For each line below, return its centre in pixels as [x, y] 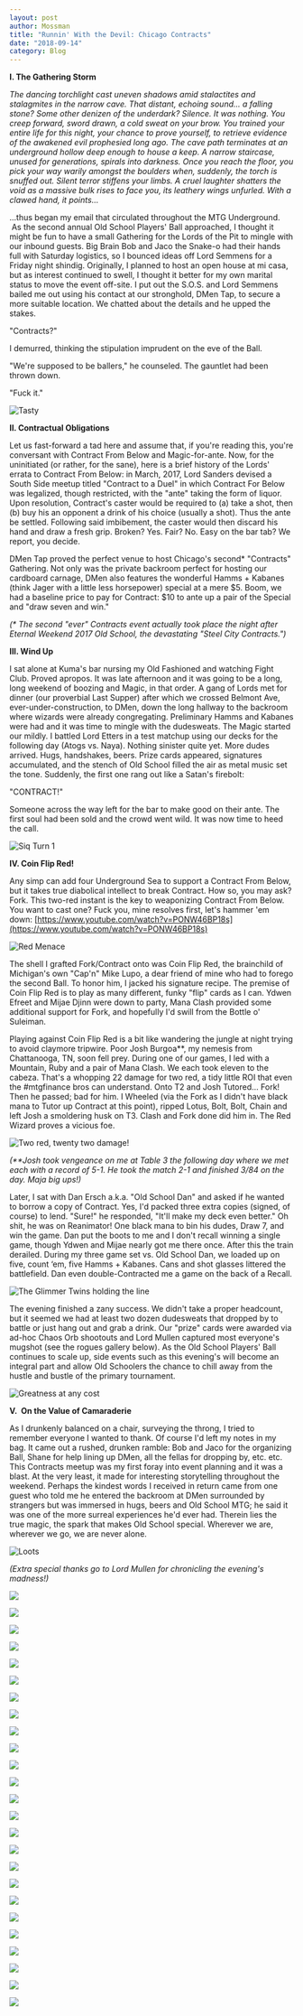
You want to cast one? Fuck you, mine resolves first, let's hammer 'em [140, 910]
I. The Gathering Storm [53, 77]
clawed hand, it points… [54, 200]
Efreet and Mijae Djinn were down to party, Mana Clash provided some [141, 1002]
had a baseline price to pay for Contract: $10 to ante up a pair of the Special [150, 598]
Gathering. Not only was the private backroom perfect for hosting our [138, 569]
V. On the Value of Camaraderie [71, 1411]
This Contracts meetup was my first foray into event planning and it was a [147, 1467]
